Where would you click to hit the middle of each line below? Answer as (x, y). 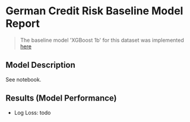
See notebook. (23, 79)
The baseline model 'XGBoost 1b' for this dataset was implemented (102, 40)
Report (23, 24)
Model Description (40, 65)
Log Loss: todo (32, 112)
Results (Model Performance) (61, 98)
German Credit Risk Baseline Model (94, 11)
